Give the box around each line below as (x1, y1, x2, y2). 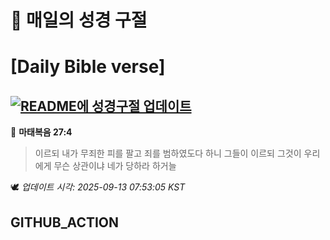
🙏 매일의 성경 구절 (10, 9, 148, 32)
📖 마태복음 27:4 (10, 126, 73, 138)
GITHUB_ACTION (10, 214, 120, 231)
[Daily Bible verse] (10, 56, 166, 78)
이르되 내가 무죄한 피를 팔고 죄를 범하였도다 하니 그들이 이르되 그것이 (34, 147, 302, 160)
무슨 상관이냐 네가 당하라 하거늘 (53, 160, 177, 172)
